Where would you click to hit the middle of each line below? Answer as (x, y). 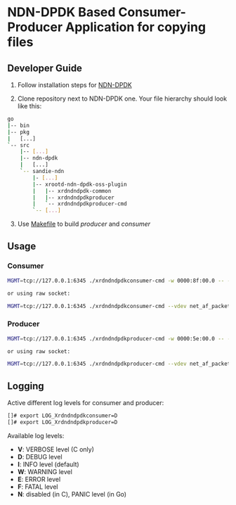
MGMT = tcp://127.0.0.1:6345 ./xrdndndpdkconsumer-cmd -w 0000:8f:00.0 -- (116, 281)
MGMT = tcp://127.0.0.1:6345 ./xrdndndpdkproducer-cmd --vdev (97, 364)
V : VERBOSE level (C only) (56, 449)
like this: (29, 106)
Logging (26, 386)
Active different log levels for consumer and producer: (86, 403)
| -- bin (19, 125)
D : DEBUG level (40, 456)
